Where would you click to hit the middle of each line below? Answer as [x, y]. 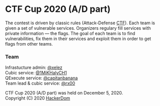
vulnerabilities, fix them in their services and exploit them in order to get [78, 39]
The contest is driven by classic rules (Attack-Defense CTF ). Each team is [80, 23]
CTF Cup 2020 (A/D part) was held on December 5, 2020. [64, 93]
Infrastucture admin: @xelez [34, 67]
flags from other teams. [29, 44]
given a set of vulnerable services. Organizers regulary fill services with [78, 28]
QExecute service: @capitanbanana [41, 78]
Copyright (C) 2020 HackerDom [38, 98]
